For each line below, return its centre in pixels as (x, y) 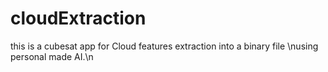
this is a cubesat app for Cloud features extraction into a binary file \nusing (164, 46)
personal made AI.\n (52, 56)
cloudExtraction (78, 18)
